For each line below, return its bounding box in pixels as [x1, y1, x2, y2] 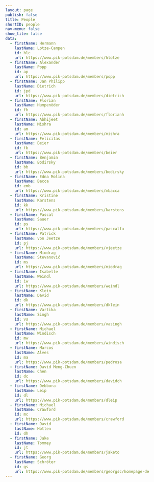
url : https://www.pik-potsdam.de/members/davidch [14, 379, 122, 384]
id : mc [14, 412, 29, 417]
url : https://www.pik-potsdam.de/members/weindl [14, 283, 120, 289]
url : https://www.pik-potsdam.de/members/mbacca [14, 188, 120, 193]
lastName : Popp [14, 64, 47, 70]
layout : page [5, 7, 33, 13]
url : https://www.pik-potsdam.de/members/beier [14, 150, 117, 156]
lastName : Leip [14, 388, 47, 393]
